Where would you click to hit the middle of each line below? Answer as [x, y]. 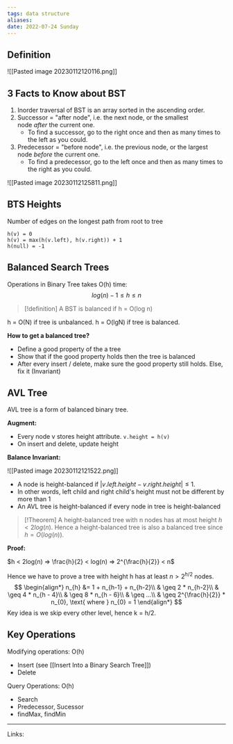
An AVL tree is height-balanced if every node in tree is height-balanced [119, 507]
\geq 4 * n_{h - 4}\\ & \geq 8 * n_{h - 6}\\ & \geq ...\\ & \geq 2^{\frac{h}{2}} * [116, 595]
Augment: [22, 423]
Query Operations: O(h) [41, 686]
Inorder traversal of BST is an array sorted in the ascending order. [111, 110]
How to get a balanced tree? [49, 335]
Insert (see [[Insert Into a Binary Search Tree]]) [84, 665]
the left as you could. [58, 139]
